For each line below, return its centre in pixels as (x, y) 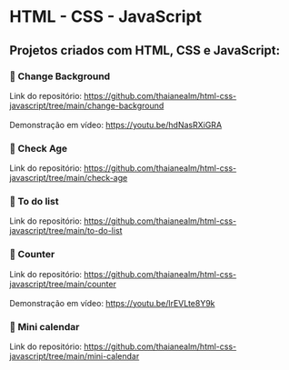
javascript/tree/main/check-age (69, 178)
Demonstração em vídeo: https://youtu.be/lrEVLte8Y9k (112, 303)
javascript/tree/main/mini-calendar (75, 356)
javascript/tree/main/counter (63, 284)
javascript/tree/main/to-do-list (66, 231)
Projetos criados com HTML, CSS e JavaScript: (144, 50)
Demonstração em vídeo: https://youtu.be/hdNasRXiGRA (116, 125)
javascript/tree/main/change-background (87, 105)
